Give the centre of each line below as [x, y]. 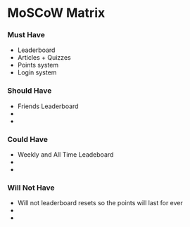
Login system [37, 72]
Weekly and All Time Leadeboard [65, 155]
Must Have [26, 35]
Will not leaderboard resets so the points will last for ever [100, 203]
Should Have [30, 91]
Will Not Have [31, 188]
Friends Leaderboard [48, 106]
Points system [38, 65]
